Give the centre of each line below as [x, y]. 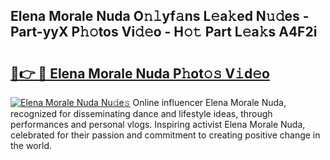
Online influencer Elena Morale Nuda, [209, 102]
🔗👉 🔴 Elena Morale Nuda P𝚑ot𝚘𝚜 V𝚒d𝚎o [140, 73]
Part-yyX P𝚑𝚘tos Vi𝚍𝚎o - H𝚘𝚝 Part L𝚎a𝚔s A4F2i [164, 32]
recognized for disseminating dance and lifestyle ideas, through [141, 113]
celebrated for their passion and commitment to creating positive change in [165, 135]
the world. [31, 145]
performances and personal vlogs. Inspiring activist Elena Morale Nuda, [158, 124]
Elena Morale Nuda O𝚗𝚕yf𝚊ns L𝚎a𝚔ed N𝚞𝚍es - [160, 16]
